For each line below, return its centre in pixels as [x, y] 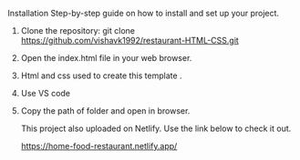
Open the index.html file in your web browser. [106, 58]
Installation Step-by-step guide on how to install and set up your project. [143, 13]
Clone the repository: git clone [78, 30]
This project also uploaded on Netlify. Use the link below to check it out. [156, 128]
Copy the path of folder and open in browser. [105, 111]
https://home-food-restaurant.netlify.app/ [99, 146]
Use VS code [46, 93]
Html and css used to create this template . [101, 75]
